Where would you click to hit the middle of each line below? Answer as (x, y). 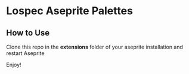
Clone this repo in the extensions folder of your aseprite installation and (95, 47)
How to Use (28, 33)
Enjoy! (14, 65)
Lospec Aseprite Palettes (69, 11)
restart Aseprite (25, 53)
